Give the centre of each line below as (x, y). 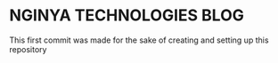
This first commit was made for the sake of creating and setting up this (139, 40)
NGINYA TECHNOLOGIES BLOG (127, 16)
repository (28, 49)
